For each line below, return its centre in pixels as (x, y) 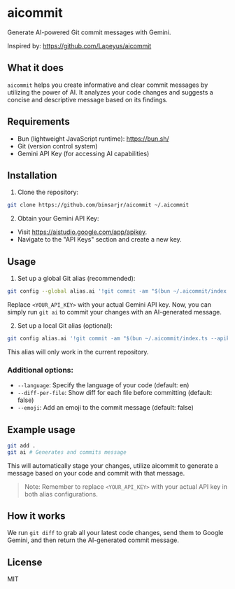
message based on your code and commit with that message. (96, 473)
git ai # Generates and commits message (67, 452)
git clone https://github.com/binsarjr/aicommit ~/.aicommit (98, 205)
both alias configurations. (61, 494)
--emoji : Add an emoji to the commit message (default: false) (106, 408)
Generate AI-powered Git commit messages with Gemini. (89, 32)
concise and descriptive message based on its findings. (87, 99)
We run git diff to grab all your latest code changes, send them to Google (115, 533)
